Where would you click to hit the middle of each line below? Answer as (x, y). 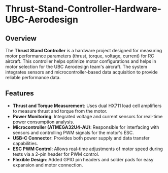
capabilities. (25, 143)
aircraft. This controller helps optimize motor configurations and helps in (81, 61)
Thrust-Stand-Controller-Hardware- (83, 9)
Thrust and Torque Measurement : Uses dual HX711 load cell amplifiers (87, 106)
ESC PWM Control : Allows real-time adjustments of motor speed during (88, 149)
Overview (21, 38)
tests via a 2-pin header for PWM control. (56, 154)
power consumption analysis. (43, 122)
